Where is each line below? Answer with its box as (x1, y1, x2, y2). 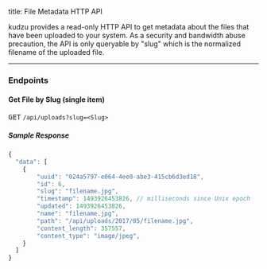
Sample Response (8, 131, 70, 140)
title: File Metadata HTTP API (8, 7, 103, 16)
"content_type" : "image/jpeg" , (37, 232, 141, 240)
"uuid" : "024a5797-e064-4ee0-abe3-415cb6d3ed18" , (37, 173, 204, 181)
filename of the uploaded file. (8, 48, 105, 57)
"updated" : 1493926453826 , (37, 202, 126, 210)
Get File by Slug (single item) (8, 95, 106, 104)
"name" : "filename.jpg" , (37, 210, 119, 218)
